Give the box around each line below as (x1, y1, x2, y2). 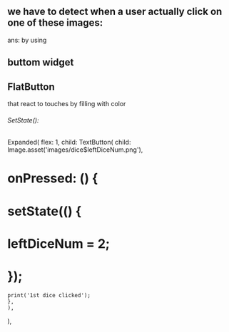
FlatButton (7, 81, 55, 93)
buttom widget (7, 56, 74, 68)
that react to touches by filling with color (7, 100, 126, 108)
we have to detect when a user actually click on (7, 6, 223, 18)
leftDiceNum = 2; (7, 235, 111, 251)
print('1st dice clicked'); (7, 291, 91, 299)
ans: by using (7, 36, 47, 44)
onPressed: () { (7, 170, 98, 187)
